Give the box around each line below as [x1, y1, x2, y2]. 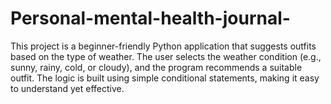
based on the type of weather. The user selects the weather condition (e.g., [10, 50, 322, 62]
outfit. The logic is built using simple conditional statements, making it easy [10, 72, 320, 84]
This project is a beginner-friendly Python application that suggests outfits [10, 40, 317, 52]
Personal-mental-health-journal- [10, 7, 291, 30]
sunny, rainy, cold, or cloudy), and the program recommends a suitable [10, 61, 303, 73]
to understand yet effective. [10, 82, 125, 94]
